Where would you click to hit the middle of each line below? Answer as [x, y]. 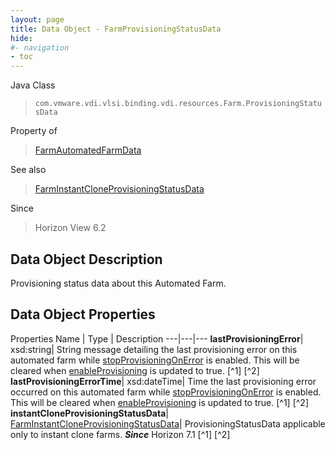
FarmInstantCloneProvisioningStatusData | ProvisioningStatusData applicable [168, 423]
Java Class [33, 85]
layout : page [37, 19]
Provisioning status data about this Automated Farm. [118, 283]
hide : [21, 38]
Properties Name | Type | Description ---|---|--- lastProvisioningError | [157, 338]
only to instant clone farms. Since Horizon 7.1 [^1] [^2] [120, 434]
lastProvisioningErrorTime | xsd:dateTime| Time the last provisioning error [163, 381]
